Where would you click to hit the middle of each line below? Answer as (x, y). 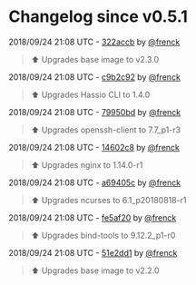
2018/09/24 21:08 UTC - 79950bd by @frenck (95, 112)
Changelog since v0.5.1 (98, 17)
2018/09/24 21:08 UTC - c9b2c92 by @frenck (94, 77)
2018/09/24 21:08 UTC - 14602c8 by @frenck (94, 147)
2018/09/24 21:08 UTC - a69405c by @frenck (95, 182)
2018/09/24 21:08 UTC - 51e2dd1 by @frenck (93, 252)
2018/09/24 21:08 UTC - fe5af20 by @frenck (93, 217)
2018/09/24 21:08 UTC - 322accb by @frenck (94, 42)
